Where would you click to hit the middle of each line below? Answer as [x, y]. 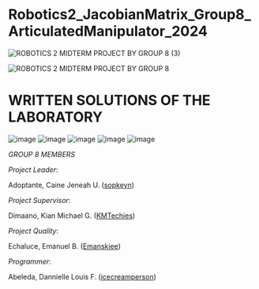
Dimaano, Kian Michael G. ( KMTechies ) [72, 216]
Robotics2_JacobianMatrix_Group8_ [129, 15]
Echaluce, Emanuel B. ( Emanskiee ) [64, 246]
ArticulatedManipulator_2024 [108, 31]
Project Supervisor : [39, 200]
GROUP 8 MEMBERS [42, 154]
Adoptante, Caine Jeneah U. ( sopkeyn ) [71, 185]
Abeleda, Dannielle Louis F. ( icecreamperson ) [82, 276]
